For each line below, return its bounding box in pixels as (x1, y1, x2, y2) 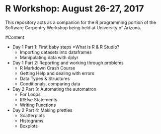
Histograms (19, 118, 44, 124)
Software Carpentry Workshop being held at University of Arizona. (5, 24, 142, 30)
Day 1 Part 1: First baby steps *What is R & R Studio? (12, 44, 120, 50)
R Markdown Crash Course (19, 65, 76, 71)
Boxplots (19, 123, 38, 129)
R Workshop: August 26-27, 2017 (5, 3, 144, 14)
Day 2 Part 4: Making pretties (12, 107, 73, 113)
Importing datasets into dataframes (19, 49, 92, 55)
